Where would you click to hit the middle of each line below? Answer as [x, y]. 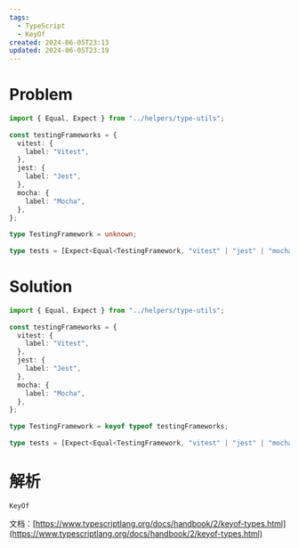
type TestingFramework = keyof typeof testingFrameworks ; [119, 427]
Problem [41, 95]
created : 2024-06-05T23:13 [59, 42]
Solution [41, 287]
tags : [19, 17]
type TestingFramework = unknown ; [73, 234]
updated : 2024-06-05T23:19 [59, 51]
